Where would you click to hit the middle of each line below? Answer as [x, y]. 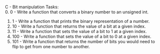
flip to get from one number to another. [51, 47]
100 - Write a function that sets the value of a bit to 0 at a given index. [82, 36]
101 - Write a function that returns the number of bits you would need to [83, 42]
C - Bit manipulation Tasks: [32, 7]
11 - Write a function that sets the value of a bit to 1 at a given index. [79, 31]
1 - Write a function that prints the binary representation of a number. [81, 21]
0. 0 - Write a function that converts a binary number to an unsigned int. [77, 12]
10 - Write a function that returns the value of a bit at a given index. [79, 26]
